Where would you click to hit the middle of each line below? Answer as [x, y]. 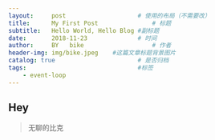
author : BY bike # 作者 [90, 46]
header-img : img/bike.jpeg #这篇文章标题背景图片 [92, 53]
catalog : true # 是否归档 [89, 61]
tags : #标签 [81, 68]
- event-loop [45, 75]
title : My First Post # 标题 [90, 23]
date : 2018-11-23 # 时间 [83, 38]
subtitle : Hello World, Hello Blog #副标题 [84, 30]
